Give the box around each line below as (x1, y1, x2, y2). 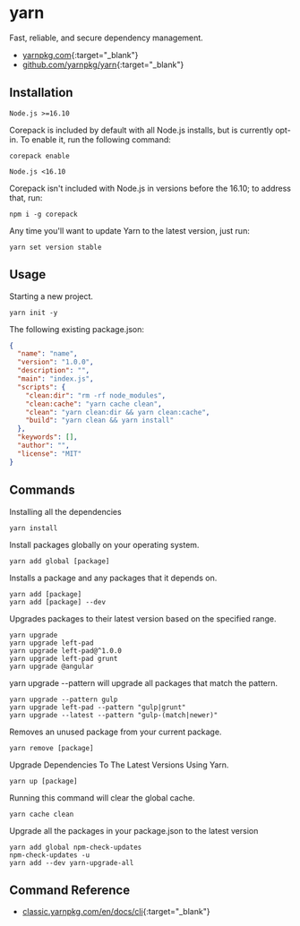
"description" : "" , (17, 366, 90, 375)
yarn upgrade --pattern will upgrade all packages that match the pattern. (9, 677, 279, 688)
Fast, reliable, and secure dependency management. (9, 32, 203, 43)
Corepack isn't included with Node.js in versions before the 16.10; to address (9, 183, 291, 193)
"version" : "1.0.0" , (17, 357, 94, 367)
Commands (9, 483, 76, 498)
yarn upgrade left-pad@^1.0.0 (9, 646, 123, 656)
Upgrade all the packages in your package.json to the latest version (9, 825, 259, 836)
